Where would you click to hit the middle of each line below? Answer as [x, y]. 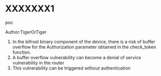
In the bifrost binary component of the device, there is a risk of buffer [84, 41]
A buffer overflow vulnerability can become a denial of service [77, 57]
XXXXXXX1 [30, 9]
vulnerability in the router [38, 63]
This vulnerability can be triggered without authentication [71, 68]
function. [22, 52]
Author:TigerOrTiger [26, 32]
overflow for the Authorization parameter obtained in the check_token [84, 47]
